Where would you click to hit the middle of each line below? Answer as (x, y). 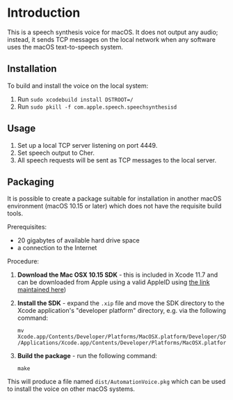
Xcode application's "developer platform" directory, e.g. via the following (121, 311)
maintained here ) (42, 290)
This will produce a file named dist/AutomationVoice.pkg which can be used (116, 382)
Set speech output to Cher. (56, 153)
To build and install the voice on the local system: (78, 86)
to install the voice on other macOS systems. (71, 389)
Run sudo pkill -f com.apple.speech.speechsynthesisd (97, 107)
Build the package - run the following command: (87, 356)
